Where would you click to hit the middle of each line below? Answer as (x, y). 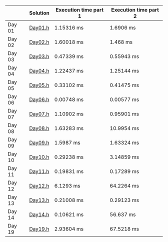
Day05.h (39, 85)
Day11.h (39, 171)
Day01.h (39, 28)
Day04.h (39, 71)
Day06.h (39, 99)
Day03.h (39, 56)
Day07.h (39, 114)
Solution (39, 13)
